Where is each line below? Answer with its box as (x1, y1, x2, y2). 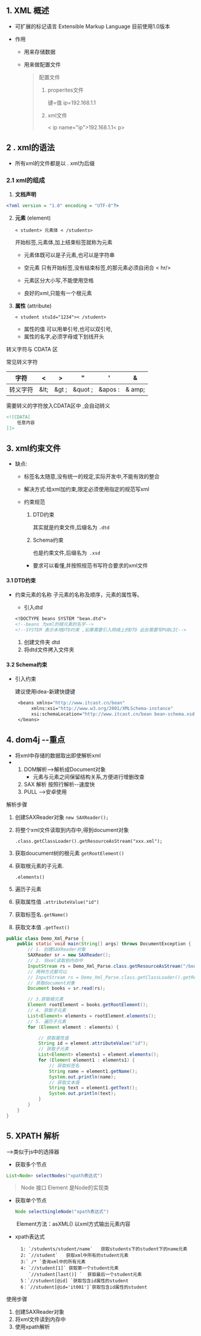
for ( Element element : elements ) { (28, 1024, 119, 1030)
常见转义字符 (6, 358, 38, 365)
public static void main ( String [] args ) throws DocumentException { (17, 941, 191, 947)
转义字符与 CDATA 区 (6, 345, 58, 353)
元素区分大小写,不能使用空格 (23, 277, 94, 284)
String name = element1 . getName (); (48, 1068, 138, 1074)
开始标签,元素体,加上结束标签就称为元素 (14, 238, 112, 245)
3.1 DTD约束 (6, 576, 36, 584)
